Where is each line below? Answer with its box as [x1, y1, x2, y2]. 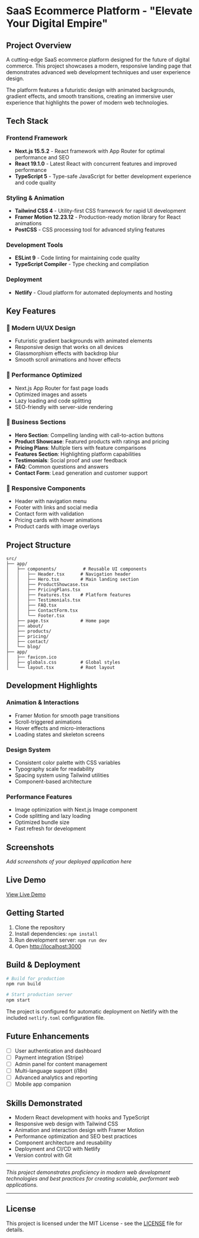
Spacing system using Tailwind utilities [14, 772, 110, 779]
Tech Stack [6, 116, 49, 126]
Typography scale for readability [14, 765, 95, 772]
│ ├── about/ [6, 623, 44, 629]
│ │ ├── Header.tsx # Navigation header [6, 571, 131, 577]
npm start [6, 997, 31, 1003]
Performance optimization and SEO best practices [14, 1133, 137, 1140]
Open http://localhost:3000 [14, 942, 82, 949]
